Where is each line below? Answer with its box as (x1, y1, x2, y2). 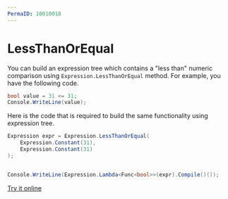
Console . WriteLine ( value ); (7, 99, 87, 106)
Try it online (7, 184, 42, 192)
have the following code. (7, 79, 79, 87)
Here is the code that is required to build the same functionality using (7, 112, 208, 120)
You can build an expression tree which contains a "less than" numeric (7, 64, 213, 72)
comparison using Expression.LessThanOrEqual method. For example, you (7, 71, 221, 79)
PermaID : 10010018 (7, 10, 61, 18)
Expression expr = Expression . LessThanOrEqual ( (7, 133, 150, 140)
